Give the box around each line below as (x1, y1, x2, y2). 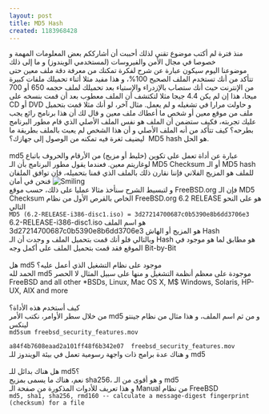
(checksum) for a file (9, 399, 85, 408)
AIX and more (22, 286, 69, 295)
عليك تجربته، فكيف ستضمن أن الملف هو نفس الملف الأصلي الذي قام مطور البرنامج (9, 117, 257, 127)
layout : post (9, 11, 53, 20)
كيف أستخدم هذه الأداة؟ (9, 302, 80, 313)
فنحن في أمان (9, 177, 51, 186)
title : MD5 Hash (9, 19, 63, 27)
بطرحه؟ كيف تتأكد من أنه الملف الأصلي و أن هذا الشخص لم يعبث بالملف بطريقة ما (9, 125, 255, 135)
